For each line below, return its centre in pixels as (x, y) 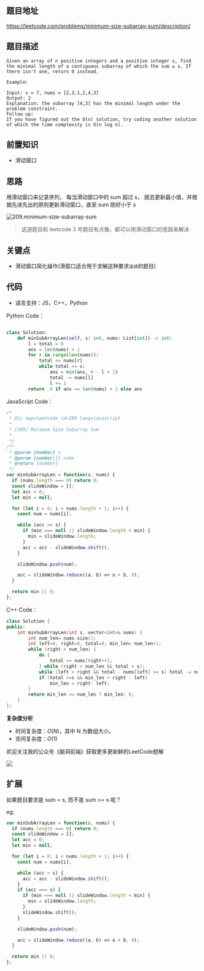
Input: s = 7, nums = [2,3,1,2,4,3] (53, 93)
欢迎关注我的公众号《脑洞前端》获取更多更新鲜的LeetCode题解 (85, 751)
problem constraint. (32, 109)
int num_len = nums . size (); (62, 638)
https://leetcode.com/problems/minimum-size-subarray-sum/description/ (99, 25)
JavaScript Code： (30, 401)
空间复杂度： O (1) (36, 739)
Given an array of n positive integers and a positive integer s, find (99, 61)
